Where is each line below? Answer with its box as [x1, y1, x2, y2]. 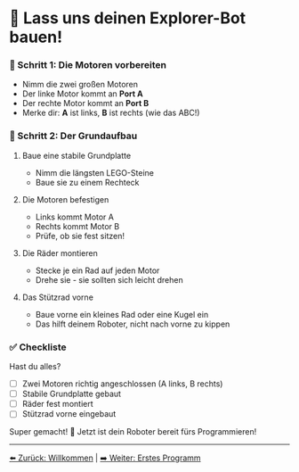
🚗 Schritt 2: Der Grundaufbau [9, 129, 138, 142]
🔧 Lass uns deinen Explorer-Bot [9, 8, 246, 29]
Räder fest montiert [21, 399, 93, 410]
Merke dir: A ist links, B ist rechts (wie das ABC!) [21, 107, 200, 119]
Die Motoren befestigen [21, 194, 109, 204]
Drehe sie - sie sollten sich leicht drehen [35, 274, 184, 285]
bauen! [9, 27, 63, 47]
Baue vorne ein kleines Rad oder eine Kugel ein [35, 309, 209, 319]
